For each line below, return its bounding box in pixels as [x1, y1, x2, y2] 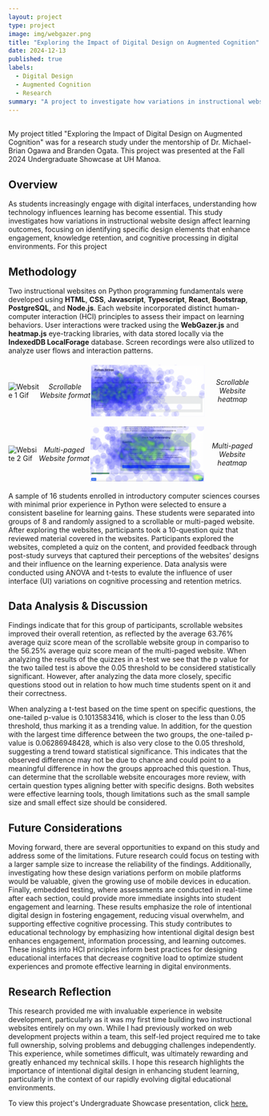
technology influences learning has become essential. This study [8, 208, 223, 217]
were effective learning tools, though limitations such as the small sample [8, 790, 251, 799]
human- [213, 303, 240, 313]
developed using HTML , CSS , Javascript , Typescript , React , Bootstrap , [8, 295, 248, 304]
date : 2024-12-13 [8, 46, 66, 55]
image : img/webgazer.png [8, 30, 91, 38]
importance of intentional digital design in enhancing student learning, [8, 1066, 239, 1076]
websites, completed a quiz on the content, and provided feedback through [8, 542, 258, 552]
